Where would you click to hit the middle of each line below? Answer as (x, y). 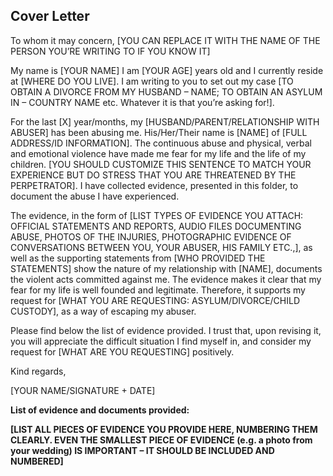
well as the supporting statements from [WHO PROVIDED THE (138, 258)
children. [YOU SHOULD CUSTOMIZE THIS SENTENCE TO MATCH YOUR (161, 164)
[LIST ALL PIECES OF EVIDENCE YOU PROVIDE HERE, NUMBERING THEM (164, 429)
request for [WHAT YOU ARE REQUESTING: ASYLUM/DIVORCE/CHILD (155, 300)
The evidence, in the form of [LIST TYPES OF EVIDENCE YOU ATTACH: (157, 215)
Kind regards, (38, 371)
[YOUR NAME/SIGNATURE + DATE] (83, 390)
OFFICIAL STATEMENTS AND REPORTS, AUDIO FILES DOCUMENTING (156, 226)
